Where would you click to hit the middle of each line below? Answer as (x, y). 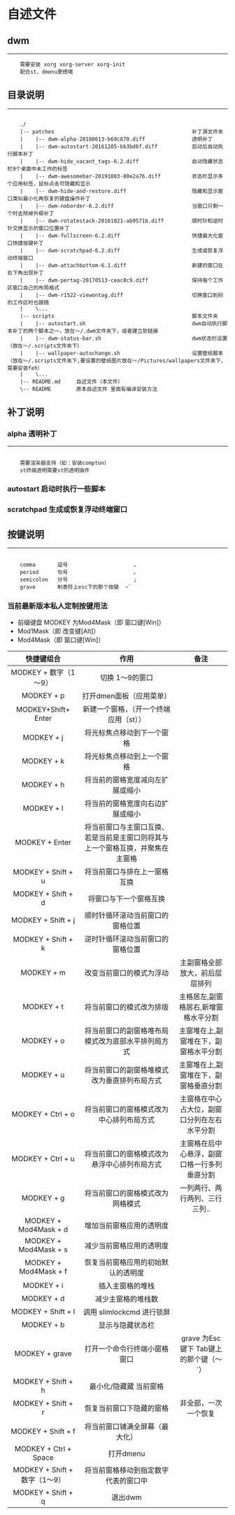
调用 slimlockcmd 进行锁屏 (127, 1312)
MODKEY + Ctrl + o (43, 1114)
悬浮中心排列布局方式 (127, 1165)
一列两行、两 (201, 1188)
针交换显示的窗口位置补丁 (38, 228)
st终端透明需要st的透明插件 (55, 470)
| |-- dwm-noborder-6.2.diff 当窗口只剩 (119, 206)
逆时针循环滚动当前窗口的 (127, 939)
